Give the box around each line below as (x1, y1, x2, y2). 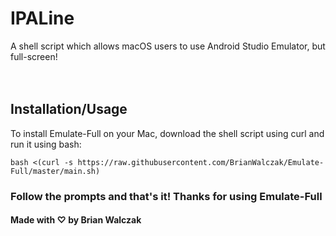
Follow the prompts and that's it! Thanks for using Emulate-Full (10, 189, 323, 203)
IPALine (10, 7, 75, 30)
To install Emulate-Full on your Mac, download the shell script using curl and (10, 127, 325, 139)
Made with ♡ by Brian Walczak (10, 214, 142, 226)
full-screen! (10, 50, 58, 62)
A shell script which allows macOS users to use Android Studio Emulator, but (10, 40, 326, 52)
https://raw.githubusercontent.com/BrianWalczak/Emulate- (77, 157, 325, 167)
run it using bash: (10, 138, 82, 150)
